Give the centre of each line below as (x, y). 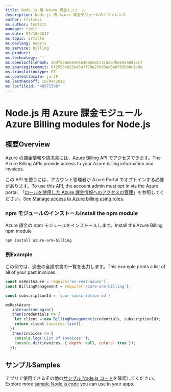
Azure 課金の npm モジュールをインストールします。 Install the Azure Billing (84, 225)
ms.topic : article (25, 39)
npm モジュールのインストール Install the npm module (72, 213)
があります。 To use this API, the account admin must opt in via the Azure (82, 186)
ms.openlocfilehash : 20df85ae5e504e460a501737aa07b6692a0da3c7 (74, 62)
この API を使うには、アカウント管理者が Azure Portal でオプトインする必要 (85, 179)
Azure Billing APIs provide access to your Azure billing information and (80, 163)
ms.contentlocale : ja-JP (32, 77)
